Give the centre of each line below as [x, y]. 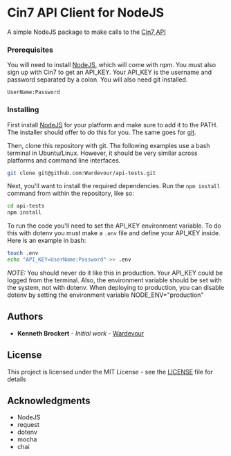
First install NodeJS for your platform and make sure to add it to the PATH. [112, 125]
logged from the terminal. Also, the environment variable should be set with [114, 280]
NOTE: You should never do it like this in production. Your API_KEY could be [115, 273]
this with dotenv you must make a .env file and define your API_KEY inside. [114, 233]
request [28, 425]
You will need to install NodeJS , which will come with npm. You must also [112, 65]
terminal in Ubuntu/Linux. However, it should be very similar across [102, 153]
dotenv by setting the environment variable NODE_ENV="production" [105, 295]
